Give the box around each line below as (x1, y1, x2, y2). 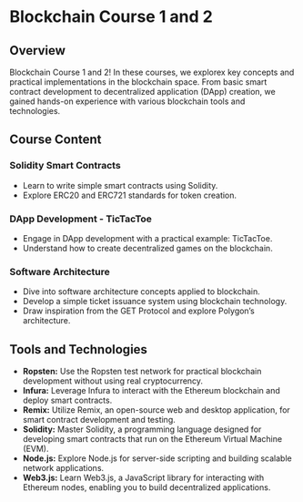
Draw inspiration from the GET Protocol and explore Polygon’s (22, 305, 255, 316)
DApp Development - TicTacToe (9, 212, 153, 225)
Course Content (9, 132, 102, 148)
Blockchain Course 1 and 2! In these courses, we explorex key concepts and (9, 67, 295, 77)
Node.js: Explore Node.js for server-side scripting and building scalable (22, 453, 293, 464)
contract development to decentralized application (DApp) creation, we (9, 87, 276, 97)
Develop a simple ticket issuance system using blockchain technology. (22, 296, 288, 307)
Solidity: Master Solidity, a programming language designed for (22, 424, 262, 435)
